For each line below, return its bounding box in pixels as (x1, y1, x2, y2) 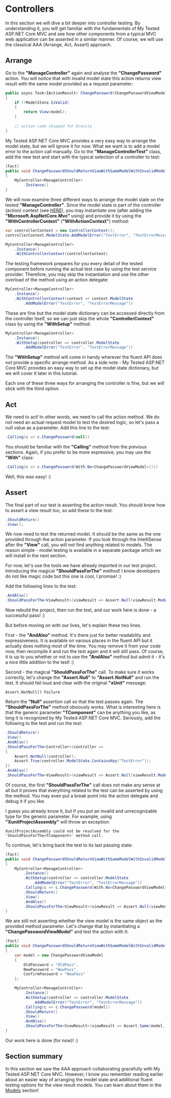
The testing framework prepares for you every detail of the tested (5, 261, 143, 267)
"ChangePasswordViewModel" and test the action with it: (5, 928, 129, 935)
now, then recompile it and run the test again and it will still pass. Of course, (5, 649, 164, 655)
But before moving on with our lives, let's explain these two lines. (5, 622, 141, 629)
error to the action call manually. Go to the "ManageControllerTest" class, (5, 148, 162, 154)
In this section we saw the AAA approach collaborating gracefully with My (5, 1065, 160, 1072)
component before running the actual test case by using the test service (5, 266, 157, 272)
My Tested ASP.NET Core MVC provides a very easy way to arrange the (5, 137, 156, 144)
